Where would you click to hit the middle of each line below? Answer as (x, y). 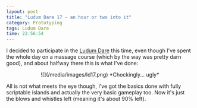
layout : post (22, 12)
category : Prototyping (34, 23)
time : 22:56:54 (25, 34)
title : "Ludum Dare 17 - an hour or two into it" (69, 17)
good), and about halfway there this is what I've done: (72, 63)
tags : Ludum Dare (28, 28)
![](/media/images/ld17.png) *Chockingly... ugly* (100, 75)
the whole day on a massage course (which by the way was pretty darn (94, 57)
